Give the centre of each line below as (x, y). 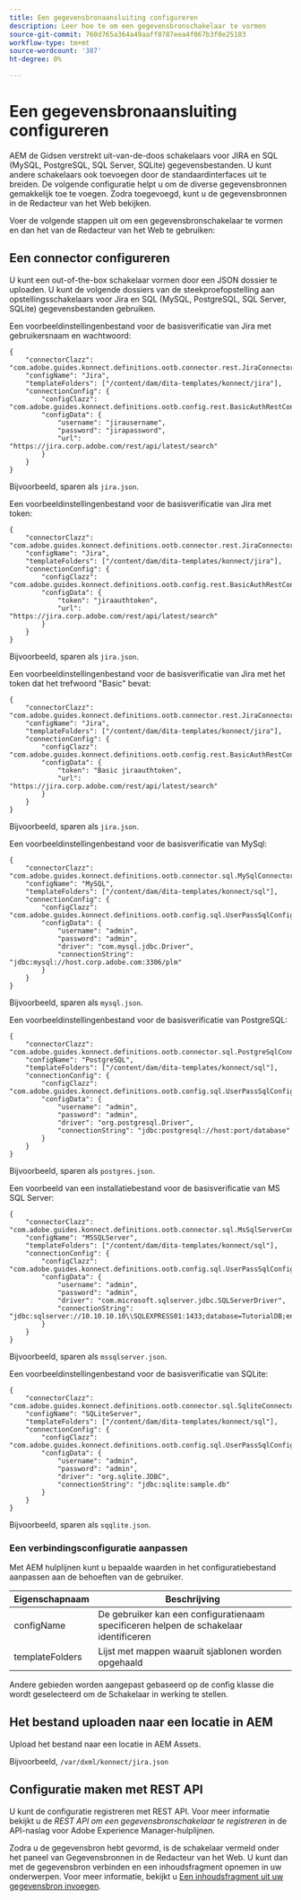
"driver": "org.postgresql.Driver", (125, 1123)
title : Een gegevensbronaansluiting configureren (104, 18)
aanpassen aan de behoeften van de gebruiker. (96, 1577)
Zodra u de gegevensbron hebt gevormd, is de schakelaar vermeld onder (144, 1847)
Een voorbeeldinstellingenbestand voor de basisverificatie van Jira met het (147, 673)
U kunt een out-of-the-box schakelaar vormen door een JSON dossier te (143, 280)
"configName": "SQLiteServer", (84, 1414)
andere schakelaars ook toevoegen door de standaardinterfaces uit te (138, 174)
